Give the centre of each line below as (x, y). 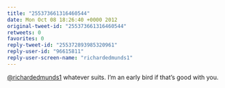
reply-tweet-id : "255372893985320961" (62, 45)
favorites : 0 (26, 39)
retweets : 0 (24, 32)
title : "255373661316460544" (49, 13)
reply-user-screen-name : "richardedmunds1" (70, 58)
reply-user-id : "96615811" (45, 52)
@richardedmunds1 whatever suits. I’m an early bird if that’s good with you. (113, 77)
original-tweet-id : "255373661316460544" (67, 26)
